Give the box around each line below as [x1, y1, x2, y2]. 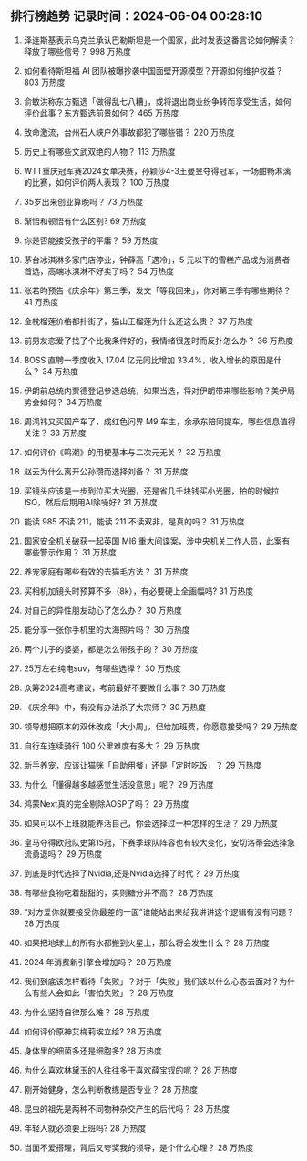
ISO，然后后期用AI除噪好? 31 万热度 [23, 496, 159, 507]
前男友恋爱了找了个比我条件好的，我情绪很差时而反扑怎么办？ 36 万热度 [23, 335, 294, 346]
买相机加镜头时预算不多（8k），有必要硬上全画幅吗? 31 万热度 [23, 586, 254, 596]
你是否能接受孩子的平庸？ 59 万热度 [23, 235, 159, 246]
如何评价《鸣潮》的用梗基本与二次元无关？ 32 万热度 [23, 446, 222, 457]
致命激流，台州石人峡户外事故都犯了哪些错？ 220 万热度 [23, 127, 235, 137]
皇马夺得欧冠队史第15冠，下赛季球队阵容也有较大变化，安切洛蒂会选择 [23, 837, 288, 848]
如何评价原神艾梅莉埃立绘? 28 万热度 [23, 1025, 163, 1036]
